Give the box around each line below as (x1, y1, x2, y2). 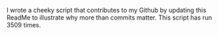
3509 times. (6, 21, 41, 29)
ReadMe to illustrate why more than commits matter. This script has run (6, 13, 213, 22)
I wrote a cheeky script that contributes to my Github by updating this (6, 6, 207, 14)
